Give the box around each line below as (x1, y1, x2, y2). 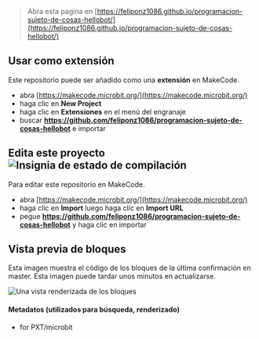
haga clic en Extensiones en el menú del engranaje (19, 107, 187, 116)
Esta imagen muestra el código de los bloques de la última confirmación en (8, 263, 251, 273)
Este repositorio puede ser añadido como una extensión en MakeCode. (8, 75, 240, 85)
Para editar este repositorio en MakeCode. (8, 180, 145, 189)
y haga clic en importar (71, 220, 147, 229)
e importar (71, 123, 106, 133)
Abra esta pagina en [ (27, 7, 98, 16)
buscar (19, 115, 43, 125)
